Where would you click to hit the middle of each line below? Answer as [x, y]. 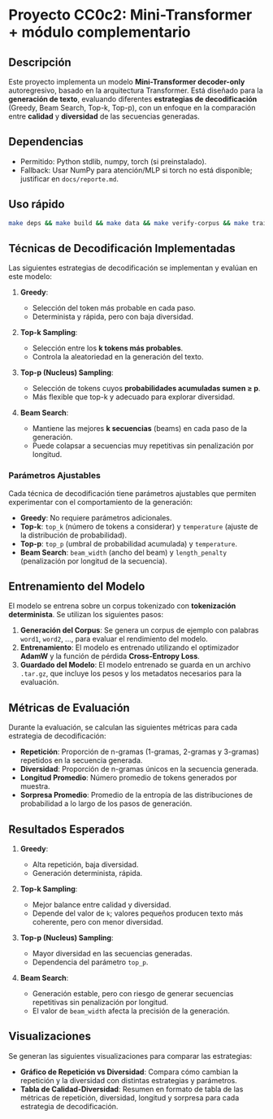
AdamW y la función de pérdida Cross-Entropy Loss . [110, 656]
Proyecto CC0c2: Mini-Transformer [130, 15]
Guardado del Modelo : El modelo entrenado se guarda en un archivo [135, 665]
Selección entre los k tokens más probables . [108, 348]
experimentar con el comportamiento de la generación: [101, 502]
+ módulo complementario [100, 32]
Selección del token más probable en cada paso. [114, 308]
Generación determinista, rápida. [87, 873]
